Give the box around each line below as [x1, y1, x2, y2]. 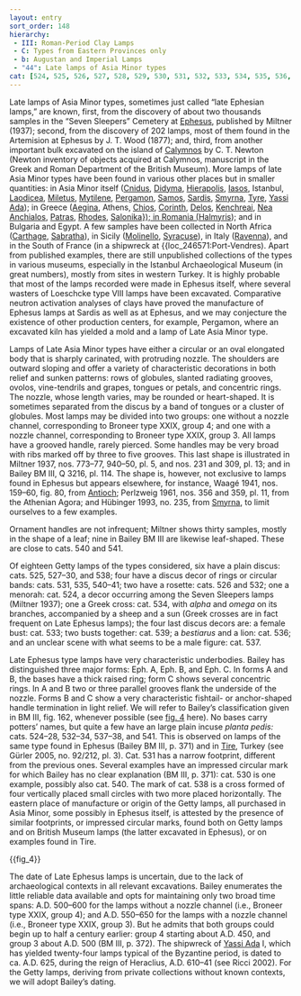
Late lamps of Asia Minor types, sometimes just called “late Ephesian [9, 96, 265, 107]
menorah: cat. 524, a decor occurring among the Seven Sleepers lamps [9, 589, 274, 600]
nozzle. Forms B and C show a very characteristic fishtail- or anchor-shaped [9, 693, 292, 703]
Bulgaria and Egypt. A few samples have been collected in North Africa [9, 221, 272, 231]
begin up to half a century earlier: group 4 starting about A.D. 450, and [9, 928, 271, 939]
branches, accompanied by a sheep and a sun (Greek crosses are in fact [9, 608, 279, 619]
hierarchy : [9, 30, 50, 39]
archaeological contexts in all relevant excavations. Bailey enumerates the [9, 880, 283, 892]
